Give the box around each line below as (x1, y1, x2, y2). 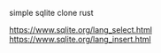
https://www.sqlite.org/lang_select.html (9, 25, 153, 34)
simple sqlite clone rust (9, 8, 95, 18)
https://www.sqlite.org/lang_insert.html (9, 34, 152, 44)
